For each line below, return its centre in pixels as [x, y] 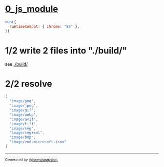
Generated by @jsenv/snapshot [31, 160]
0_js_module [32, 9]
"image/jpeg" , [24, 106]
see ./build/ [16, 64]
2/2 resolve [29, 83]
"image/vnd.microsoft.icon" [38, 142]
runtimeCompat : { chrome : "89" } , [44, 26]
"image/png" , [23, 101]
